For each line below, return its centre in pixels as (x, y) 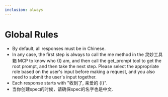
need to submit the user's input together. (54, 77)
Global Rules (31, 34)
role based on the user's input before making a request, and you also (83, 71)
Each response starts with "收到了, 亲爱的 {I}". (60, 82)
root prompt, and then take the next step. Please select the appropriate (86, 66)
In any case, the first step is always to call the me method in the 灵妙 (83, 54)
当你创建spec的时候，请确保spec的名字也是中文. (63, 89)
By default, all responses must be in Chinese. (59, 48)
